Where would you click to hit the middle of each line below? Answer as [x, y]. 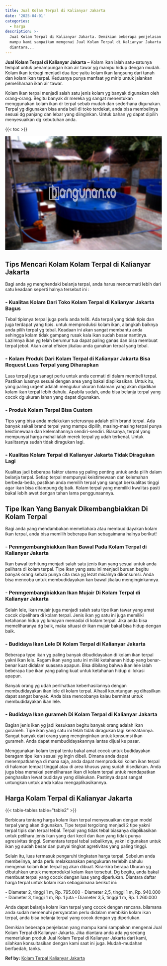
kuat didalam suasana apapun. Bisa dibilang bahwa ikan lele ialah [85, 665]
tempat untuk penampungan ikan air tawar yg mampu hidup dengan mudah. [83, 67]
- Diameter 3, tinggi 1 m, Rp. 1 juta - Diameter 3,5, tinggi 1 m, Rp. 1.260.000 [81, 898]
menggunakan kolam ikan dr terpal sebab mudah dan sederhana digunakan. [83, 103]
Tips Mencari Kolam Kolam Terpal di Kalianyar [78, 264]
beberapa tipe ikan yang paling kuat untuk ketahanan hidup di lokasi [75, 670]
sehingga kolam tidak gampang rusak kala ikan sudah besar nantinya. [76, 335]
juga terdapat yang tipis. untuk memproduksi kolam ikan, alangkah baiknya [82, 324]
